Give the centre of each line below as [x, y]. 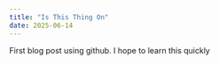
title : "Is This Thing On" [59, 17]
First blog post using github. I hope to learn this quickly [109, 50]
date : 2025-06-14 [41, 25]
